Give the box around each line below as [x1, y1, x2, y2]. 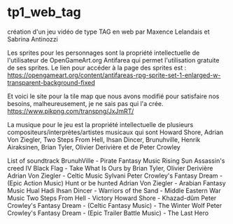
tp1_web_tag [7, 4, 82, 20]
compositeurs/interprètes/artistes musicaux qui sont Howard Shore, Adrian [7, 128, 224, 136]
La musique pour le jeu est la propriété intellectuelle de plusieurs [7, 120, 194, 129]
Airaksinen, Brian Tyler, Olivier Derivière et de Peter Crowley [7, 143, 181, 151]
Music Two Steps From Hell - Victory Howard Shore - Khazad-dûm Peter [7, 194, 217, 202]
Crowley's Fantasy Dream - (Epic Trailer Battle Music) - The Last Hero [7, 209, 209, 217]
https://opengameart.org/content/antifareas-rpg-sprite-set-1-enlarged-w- [7, 71, 221, 79]
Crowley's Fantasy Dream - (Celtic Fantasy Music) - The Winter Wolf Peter [7, 201, 223, 209]
